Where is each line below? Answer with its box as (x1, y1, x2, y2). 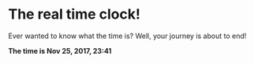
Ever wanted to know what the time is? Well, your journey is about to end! (8, 31, 247, 40)
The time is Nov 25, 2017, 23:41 (8, 46, 112, 55)
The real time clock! (8, 5, 140, 23)
